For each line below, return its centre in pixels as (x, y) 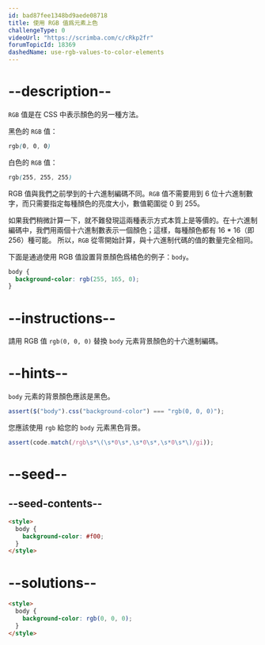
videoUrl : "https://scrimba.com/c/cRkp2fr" (81, 38)
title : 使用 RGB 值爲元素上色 (53, 23)
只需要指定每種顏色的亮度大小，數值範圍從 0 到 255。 (116, 203)
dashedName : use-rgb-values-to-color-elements (86, 52)
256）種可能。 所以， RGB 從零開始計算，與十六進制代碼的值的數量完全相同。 (132, 240)
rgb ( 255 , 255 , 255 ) (40, 177)
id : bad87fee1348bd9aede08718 (58, 15)
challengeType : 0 (37, 30)
